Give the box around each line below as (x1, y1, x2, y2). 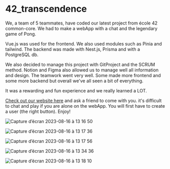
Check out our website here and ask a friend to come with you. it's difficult (5, 98, 162, 104)
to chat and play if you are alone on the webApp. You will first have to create (5, 103, 165, 109)
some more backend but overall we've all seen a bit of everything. (5, 78, 144, 84)
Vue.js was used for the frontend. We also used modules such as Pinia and (5, 40, 162, 46)
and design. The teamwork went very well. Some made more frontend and (5, 72, 161, 78)
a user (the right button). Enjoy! (5, 108, 71, 114)
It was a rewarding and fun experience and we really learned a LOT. (5, 87, 147, 93)
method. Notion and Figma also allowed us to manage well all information (5, 67, 159, 73)
